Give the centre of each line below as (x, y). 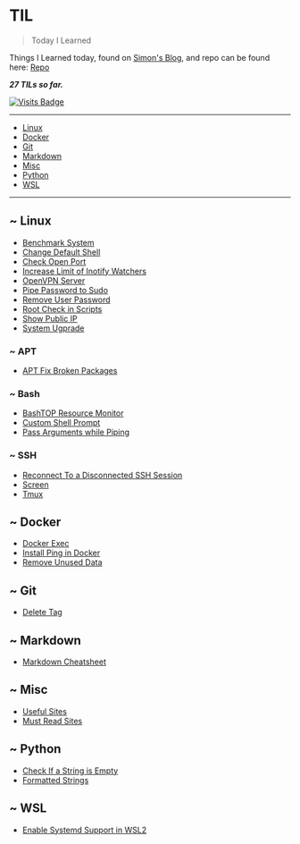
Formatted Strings (55, 780)
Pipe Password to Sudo (65, 290)
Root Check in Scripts (62, 308)
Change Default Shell (61, 252)
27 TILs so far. (37, 84)
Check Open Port (54, 261)
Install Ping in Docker (61, 553)
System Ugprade (53, 328)
